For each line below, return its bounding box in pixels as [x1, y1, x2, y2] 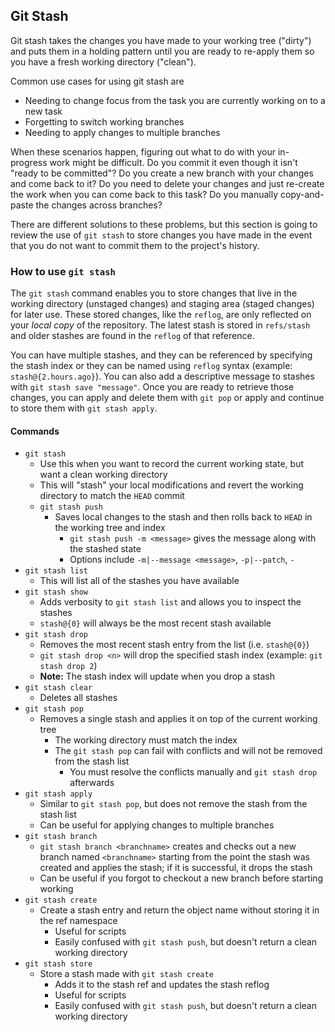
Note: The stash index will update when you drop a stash [39, 670, 275, 683]
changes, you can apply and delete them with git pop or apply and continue [10, 392, 325, 404]
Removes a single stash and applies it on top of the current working [39, 713, 318, 725]
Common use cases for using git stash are [10, 75, 185, 87]
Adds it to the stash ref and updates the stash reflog [54, 979, 270, 991]
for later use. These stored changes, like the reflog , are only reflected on [10, 309, 312, 321]
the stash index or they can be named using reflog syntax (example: [10, 360, 293, 372]
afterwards [69, 777, 115, 789]
